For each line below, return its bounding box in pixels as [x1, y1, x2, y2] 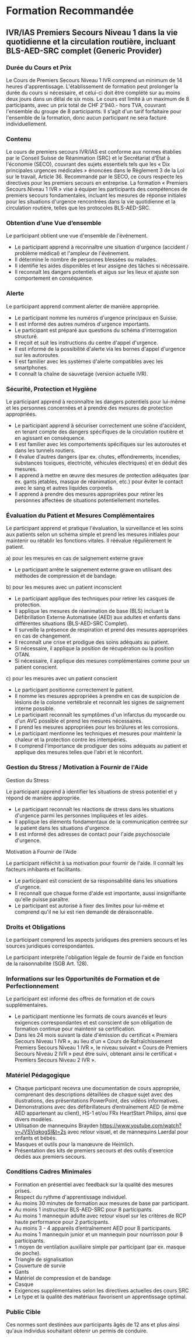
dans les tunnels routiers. [14, 447, 76, 454]
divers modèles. [14, 1115, 54, 1122]
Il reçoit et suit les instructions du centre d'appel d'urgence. [14, 339, 159, 346]
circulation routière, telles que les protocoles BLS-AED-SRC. [6, 204, 151, 212]
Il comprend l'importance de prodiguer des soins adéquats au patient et [14, 742, 187, 749]
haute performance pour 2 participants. [14, 1218, 110, 1225]
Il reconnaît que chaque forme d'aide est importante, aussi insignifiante [14, 890, 186, 897]
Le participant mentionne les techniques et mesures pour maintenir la [14, 730, 182, 737]
